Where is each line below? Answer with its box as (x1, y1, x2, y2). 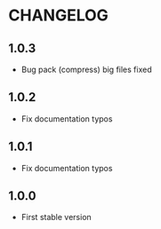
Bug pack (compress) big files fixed (20, 64, 152, 75)
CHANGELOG (8, 5, 109, 26)
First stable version (20, 212, 93, 223)
